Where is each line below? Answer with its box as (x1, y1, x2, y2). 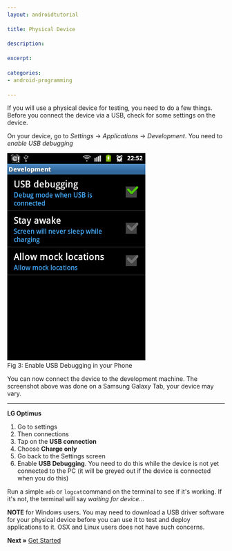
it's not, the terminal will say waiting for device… (7, 495, 145, 503)
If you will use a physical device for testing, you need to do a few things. (7, 104, 213, 112)
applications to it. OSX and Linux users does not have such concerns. (7, 523, 205, 532)
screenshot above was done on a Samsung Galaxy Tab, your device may (7, 382, 214, 391)
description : (7, 40, 45, 48)
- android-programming (7, 77, 72, 84)
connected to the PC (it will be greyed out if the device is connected (17, 467, 211, 475)
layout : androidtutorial (7, 11, 79, 18)
